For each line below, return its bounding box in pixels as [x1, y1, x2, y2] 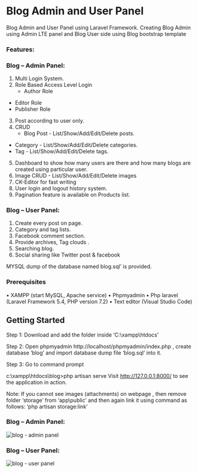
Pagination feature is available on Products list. [14, 191, 130, 199]
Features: [6, 45, 35, 53]
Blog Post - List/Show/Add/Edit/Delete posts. [23, 130, 135, 137]
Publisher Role [14, 106, 51, 113]
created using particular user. [14, 166, 88, 173]
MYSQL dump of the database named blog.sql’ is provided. [6, 263, 152, 270]
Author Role [23, 88, 53, 95]
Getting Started [6, 315, 65, 325]
